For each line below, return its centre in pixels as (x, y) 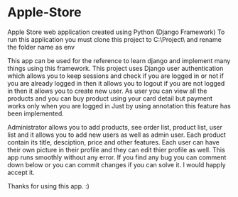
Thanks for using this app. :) (49, 186)
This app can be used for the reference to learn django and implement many (119, 60)
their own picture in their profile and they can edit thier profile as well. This (116, 150)
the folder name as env (41, 47)
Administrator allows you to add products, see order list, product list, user (115, 127)
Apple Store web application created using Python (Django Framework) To (116, 32)
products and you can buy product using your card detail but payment (110, 98)
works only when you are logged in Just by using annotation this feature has (119, 106)
